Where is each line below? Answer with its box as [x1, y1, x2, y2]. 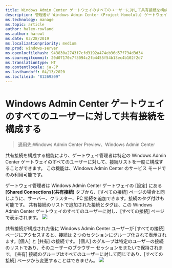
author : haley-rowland [5, 27, 54, 32]
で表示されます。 [5, 214, 41, 220]
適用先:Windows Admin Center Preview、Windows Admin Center [17, 141, 155, 148]
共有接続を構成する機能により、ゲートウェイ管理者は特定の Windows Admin [5, 152, 166, 158]
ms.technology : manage [5, 17, 54, 22]
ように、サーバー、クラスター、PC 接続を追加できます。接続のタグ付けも [9, 195, 165, 201]
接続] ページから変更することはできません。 [5, 257, 98, 263]
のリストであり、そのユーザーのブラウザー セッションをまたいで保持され [5, 244, 159, 251]
